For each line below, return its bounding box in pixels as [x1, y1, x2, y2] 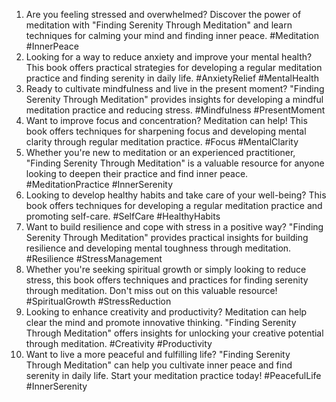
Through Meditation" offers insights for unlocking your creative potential [25, 327, 324, 339]
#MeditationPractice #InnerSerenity [25, 179, 174, 190]
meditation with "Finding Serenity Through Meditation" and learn [25, 19, 293, 31]
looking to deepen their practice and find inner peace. [25, 168, 249, 179]
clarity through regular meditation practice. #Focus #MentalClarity [25, 136, 299, 148]
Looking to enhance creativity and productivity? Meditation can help [25, 306, 308, 318]
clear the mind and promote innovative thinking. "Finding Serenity [25, 317, 297, 328]
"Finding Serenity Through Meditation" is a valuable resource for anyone [25, 157, 325, 169]
